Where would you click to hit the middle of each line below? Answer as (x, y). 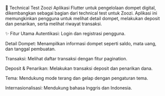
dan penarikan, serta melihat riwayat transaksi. (54, 24)
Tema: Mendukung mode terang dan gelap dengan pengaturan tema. (77, 78)
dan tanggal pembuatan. (31, 49)
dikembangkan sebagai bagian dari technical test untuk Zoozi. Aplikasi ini (81, 13)
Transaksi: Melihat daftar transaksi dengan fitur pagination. (66, 59)
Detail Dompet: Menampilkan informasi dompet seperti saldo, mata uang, (81, 43)
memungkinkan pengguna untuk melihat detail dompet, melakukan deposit (82, 18)
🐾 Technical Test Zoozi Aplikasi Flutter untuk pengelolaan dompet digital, (80, 8)
